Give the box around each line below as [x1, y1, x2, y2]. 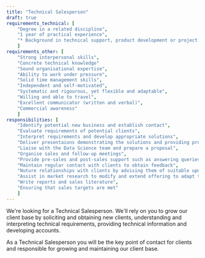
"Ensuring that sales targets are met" [17, 185, 119, 191]
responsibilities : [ [6, 116, 59, 123]
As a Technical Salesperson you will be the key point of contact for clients [6, 238, 192, 246]
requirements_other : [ [6, 49, 64, 55]
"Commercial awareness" [17, 105, 78, 112]
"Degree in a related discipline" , [17, 26, 108, 32]
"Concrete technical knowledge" [17, 60, 99, 66]
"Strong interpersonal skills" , [17, 54, 99, 60]
